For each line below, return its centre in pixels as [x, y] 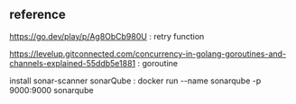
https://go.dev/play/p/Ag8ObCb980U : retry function [107, 36]
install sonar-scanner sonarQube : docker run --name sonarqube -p [135, 81]
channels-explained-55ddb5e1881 [73, 63]
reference [37, 15]
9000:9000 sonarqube [51, 90]
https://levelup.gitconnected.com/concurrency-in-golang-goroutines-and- [148, 54]
